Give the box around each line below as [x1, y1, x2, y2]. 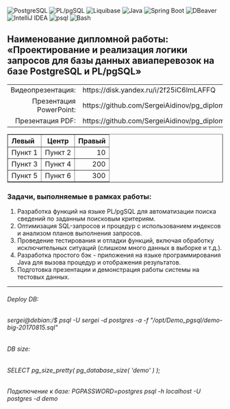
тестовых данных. [16, 273, 70, 281]
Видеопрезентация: [10, 85, 77, 95]
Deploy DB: [7, 295, 39, 303]
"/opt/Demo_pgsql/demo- [150, 316, 223, 325]
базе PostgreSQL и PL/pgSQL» [7, 66, 142, 77]
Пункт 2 [44, 147, 72, 157]
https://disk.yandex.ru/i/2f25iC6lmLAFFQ [82, 85, 216, 95]
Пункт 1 [11, 147, 38, 157]
